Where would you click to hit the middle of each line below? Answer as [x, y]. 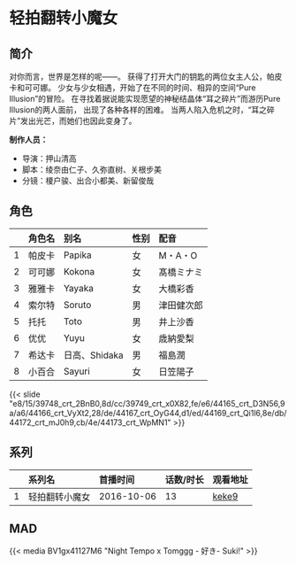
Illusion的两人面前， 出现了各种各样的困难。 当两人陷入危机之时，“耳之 [138, 110]
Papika [78, 255]
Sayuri [76, 371]
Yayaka [79, 288]
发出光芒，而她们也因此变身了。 [79, 121]
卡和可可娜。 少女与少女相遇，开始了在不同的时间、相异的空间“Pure [133, 88]
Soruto [77, 305]
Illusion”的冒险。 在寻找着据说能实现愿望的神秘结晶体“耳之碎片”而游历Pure [145, 99]
